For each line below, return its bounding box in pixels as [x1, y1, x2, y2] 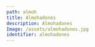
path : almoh [6, 9, 37, 15]
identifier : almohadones [6, 32, 70, 38]
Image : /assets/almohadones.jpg [6, 26, 89, 32]
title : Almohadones [6, 15, 56, 21]
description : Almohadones [6, 20, 72, 26]
